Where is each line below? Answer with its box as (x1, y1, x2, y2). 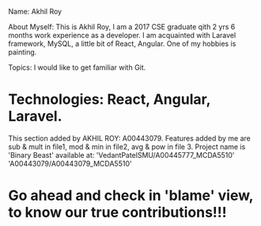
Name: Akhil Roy (8, 7, 62, 16)
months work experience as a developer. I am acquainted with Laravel (8, 31, 236, 40)
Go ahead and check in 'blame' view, (8, 186, 254, 205)
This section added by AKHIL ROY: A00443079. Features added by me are (8, 133, 252, 143)
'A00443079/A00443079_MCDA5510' (8, 159, 132, 168)
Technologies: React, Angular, (8, 90, 211, 109)
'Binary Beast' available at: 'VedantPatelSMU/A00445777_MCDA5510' (8, 150, 235, 159)
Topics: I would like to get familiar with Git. (8, 63, 146, 72)
